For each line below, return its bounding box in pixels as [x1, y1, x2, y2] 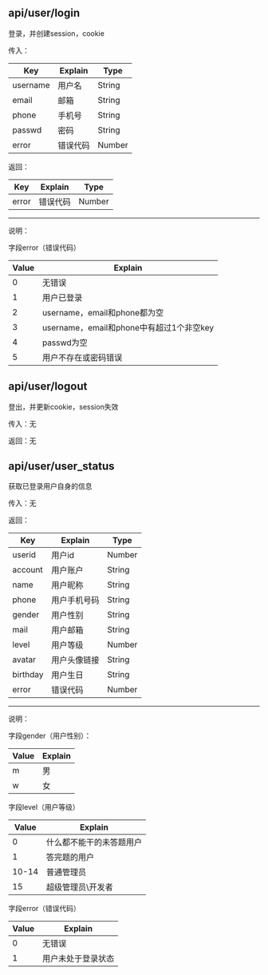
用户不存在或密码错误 [42, 351, 123, 363]
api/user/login [8, 6, 81, 20]
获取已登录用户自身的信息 [8, 482, 93, 491]
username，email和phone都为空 [42, 307, 164, 318]
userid [12, 549, 37, 561]
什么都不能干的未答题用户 [45, 837, 142, 848]
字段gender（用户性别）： [8, 731, 92, 741]
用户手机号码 [51, 595, 100, 606]
